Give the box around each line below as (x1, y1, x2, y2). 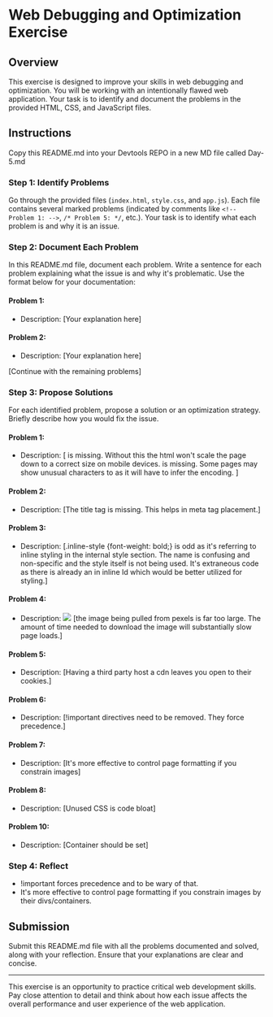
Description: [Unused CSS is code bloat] (19, 803, 156, 813)
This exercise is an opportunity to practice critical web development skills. (8, 982, 257, 992)
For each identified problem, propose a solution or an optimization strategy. (8, 405, 261, 415)
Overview (8, 55, 59, 69)
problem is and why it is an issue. (8, 221, 120, 231)
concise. (8, 958, 37, 968)
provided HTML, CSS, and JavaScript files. (8, 103, 152, 112)
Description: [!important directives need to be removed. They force (19, 713, 245, 723)
